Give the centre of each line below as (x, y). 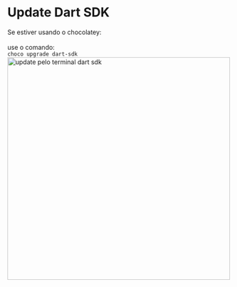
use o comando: (31, 47)
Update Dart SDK (59, 12)
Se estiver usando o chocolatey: (54, 32)
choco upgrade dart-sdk (43, 54)
